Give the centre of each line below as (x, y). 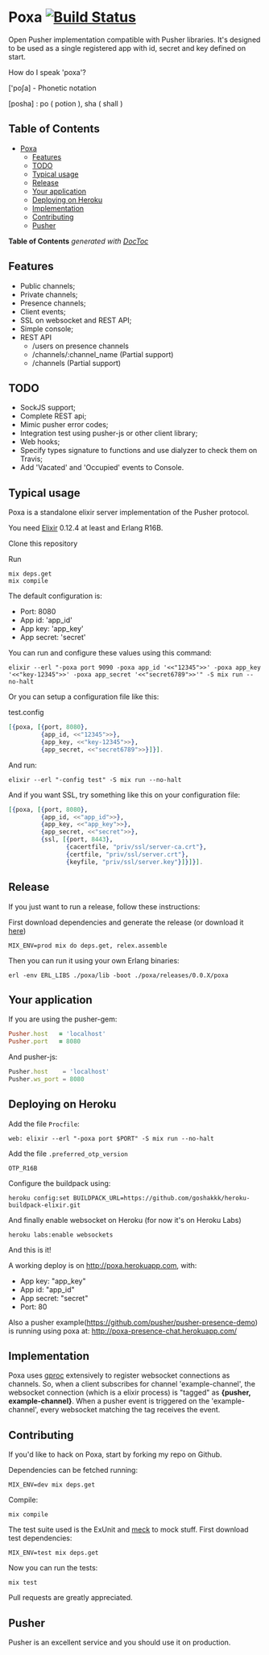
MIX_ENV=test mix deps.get (54, 1553)
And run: (23, 765)
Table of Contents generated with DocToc (79, 241)
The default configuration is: (55, 596)
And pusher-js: (33, 1057)
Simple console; (47, 329)
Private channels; (49, 294)
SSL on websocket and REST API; (76, 320)
